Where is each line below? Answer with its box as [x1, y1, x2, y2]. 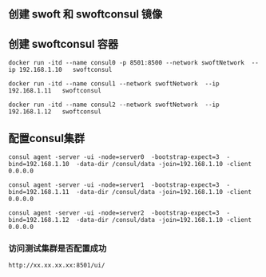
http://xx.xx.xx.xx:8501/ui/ [8, 262, 105, 270]
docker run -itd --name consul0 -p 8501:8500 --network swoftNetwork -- [8, 59, 260, 67]
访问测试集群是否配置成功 [8, 243, 107, 254]
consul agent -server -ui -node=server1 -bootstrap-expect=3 [8, 181, 220, 189]
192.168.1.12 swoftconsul [8, 108, 102, 116]
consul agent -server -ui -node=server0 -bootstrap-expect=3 [8, 153, 220, 161]
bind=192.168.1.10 [8, 160, 69, 168]
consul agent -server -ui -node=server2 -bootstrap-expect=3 [8, 209, 220, 217]
